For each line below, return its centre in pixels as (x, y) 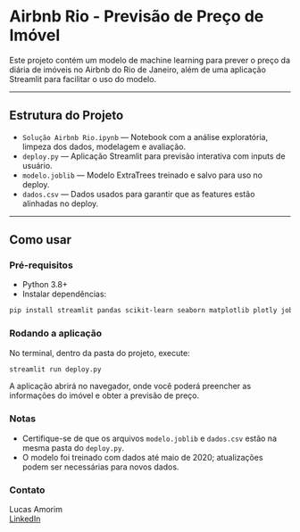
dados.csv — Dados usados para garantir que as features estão (138, 194)
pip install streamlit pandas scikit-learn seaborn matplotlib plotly (143, 311)
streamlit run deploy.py (55, 369)
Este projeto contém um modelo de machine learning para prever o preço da (150, 60)
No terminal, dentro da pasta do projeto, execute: (100, 353)
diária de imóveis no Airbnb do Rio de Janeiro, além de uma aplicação (137, 70)
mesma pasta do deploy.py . (73, 447)
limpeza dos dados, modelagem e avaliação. (104, 146)
